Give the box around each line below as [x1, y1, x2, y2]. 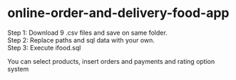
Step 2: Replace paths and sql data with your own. [7, 35, 155, 44]
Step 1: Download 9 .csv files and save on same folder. [7, 28, 168, 37]
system [7, 64, 29, 73]
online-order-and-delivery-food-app [7, 5, 230, 21]
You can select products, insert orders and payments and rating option [7, 57, 215, 65]
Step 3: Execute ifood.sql [7, 43, 81, 52]
